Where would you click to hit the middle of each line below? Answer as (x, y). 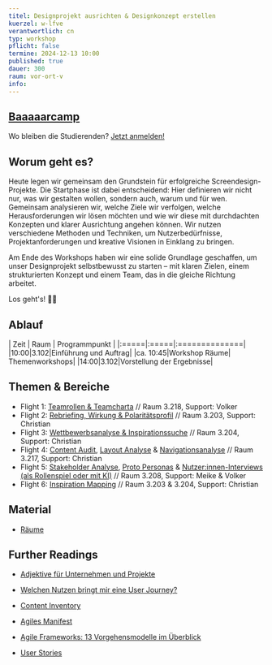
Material (30, 510)
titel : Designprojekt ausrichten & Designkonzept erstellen (112, 16)
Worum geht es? (51, 162)
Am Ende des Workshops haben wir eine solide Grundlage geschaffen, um (133, 257)
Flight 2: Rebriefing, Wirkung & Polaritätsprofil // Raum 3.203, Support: (138, 415)
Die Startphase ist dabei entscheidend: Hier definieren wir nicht (146, 190)
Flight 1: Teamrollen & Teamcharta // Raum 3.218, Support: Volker (129, 406)
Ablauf (26, 324)
